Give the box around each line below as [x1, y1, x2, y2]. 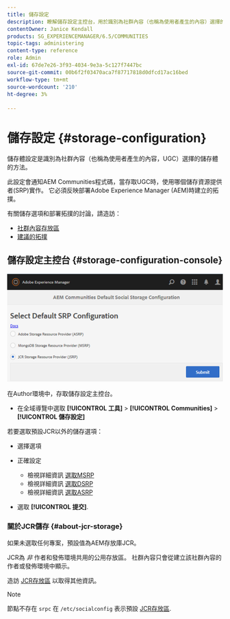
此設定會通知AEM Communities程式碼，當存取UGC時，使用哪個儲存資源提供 [7, 178, 222, 186]
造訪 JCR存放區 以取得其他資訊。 [7, 576, 101, 585]
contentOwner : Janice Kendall [7, 25, 94, 32]
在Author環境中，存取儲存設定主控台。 [7, 390, 116, 398]
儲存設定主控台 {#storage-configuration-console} [7, 255, 223, 266]
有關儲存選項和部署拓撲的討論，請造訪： [7, 209, 121, 218]
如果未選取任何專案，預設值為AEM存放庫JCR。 [7, 539, 140, 547]
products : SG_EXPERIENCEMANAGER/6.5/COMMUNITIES [7, 33, 149, 40]
